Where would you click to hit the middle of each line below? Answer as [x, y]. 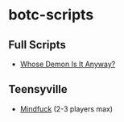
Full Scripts [37, 45]
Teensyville [38, 89]
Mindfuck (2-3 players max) [66, 109]
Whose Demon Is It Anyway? [68, 64]
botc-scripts [51, 15]
